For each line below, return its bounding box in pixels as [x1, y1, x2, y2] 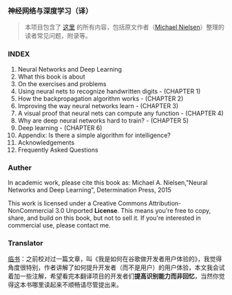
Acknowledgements [17, 138, 75, 146]
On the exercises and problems [17, 79, 107, 88]
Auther [8, 163, 32, 172]
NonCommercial [8, 206, 54, 214]
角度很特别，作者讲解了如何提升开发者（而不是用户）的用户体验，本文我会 [8, 263, 219, 272]
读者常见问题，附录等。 [24, 32, 92, 40]
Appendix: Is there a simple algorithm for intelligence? [17, 131, 171, 139]
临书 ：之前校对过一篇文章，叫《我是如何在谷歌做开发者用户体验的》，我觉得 [8, 255, 222, 263]
